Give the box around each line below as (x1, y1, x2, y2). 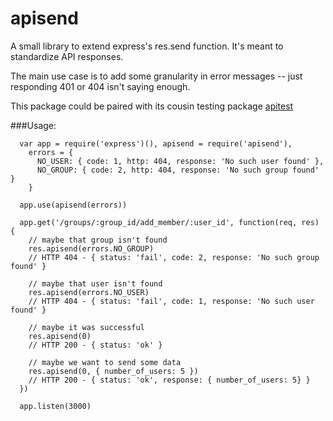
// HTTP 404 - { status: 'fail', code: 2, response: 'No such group (28, 252, 320, 262)
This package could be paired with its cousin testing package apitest (10, 100, 294, 112)
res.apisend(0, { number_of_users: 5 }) (28, 366, 199, 376)
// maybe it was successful (28, 322, 145, 332)
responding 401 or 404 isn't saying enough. (10, 80, 191, 92)
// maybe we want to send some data (28, 357, 182, 367)
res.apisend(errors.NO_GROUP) (28, 243, 155, 254)
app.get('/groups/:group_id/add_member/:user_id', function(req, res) (19, 217, 320, 227)
